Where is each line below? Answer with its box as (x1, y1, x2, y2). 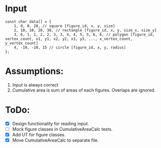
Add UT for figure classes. (12, 131, 66, 138)
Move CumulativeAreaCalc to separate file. (12, 137, 99, 143)
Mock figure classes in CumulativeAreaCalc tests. (12, 126, 113, 132)
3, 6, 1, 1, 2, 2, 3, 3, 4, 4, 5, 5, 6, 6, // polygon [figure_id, (14, 32, 155, 37)
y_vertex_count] (5, 40, 38, 46)
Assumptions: (5, 66, 64, 77)
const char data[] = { (5, 19, 52, 24)
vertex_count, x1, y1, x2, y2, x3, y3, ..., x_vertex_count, (5, 36, 133, 41)
